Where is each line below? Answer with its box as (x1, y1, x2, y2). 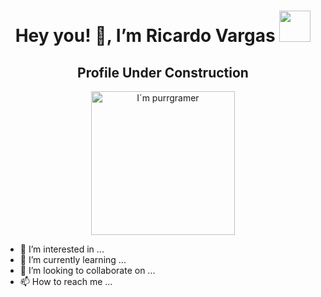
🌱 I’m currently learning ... (19, 254, 127, 265)
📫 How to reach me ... (19, 276, 113, 287)
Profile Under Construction (77, 64, 249, 81)
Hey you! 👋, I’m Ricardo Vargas (14, 25, 276, 47)
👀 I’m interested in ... (19, 243, 105, 255)
